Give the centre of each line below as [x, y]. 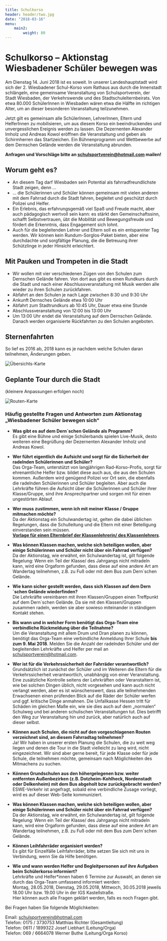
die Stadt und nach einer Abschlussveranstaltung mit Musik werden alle [86, 284]
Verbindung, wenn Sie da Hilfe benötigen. [55, 857]
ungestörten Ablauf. [33, 499]
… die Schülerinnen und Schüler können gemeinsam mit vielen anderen [85, 193]
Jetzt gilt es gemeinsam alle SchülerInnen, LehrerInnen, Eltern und [73, 118]
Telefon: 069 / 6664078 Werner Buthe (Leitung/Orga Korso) [66, 933]
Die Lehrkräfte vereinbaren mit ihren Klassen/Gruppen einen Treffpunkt [85, 597]
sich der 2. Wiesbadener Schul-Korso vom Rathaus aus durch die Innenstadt [83, 87]
